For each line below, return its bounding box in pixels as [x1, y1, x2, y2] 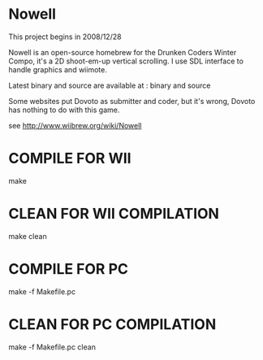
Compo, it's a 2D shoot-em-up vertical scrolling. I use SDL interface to [8, 56, 244, 66]
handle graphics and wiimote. [8, 64, 107, 74]
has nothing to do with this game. [8, 105, 120, 115]
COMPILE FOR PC [8, 260, 128, 278]
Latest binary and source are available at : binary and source [8, 80, 211, 90]
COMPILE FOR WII [8, 150, 131, 167]
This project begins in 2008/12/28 [8, 32, 122, 41]
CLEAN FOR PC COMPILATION [8, 314, 217, 333]
